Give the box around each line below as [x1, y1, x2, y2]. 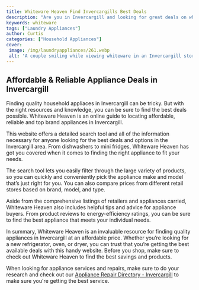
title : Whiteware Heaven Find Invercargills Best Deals [6, 8, 147, 15]
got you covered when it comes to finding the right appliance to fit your [6, 149, 180, 156]
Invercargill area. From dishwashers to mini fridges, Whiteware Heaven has [6, 143, 190, 150]
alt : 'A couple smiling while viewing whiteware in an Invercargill [8, 53, 182, 59]
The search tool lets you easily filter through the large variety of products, [6, 167, 187, 174]
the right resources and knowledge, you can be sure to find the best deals [6, 106, 187, 114]
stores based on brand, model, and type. [6, 186, 105, 193]
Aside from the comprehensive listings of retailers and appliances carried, [6, 197, 187, 205]
